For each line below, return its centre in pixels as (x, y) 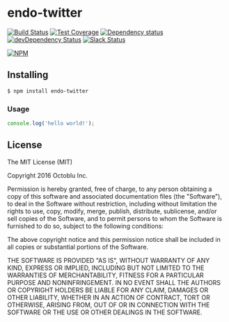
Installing (28, 75)
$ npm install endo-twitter (48, 91)
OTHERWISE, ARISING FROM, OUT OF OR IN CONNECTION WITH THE (109, 305)
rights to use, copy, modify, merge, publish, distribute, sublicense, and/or (112, 211)
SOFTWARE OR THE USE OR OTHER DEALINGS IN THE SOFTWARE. (105, 312)
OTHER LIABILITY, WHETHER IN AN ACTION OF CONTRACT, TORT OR (109, 297)
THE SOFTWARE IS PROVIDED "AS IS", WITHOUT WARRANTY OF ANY (109, 260)
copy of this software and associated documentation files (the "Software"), (115, 196)
